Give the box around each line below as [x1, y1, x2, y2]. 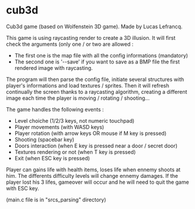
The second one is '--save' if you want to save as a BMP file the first [14, 58, 180, 65]
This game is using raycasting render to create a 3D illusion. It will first [6, 34, 176, 41]
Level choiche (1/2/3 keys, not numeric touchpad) [14, 117, 135, 124]
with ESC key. [6, 184, 39, 191]
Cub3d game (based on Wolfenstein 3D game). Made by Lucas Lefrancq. [6, 23, 183, 30]
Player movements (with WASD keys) [14, 123, 104, 130]
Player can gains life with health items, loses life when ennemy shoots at [6, 166, 181, 173]
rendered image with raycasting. [14, 64, 93, 71]
